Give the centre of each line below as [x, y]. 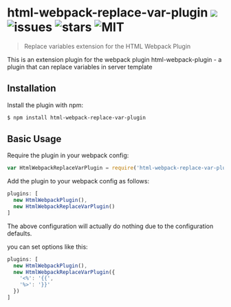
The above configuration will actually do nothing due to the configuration [110, 226]
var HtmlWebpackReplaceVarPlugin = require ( [72, 168]
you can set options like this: [47, 247]
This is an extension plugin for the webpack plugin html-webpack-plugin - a [114, 59]
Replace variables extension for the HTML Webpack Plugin [107, 46]
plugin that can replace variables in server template [80, 67]
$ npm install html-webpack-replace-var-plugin [77, 117]
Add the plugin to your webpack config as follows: [78, 181]
